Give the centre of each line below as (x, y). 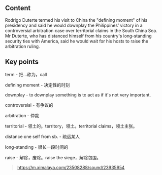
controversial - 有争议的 (29, 105)
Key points (22, 62)
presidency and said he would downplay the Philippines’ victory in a (74, 25)
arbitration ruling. (23, 46)
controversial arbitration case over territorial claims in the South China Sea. (81, 30)
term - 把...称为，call (26, 74)
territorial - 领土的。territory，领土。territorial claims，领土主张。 (71, 126)
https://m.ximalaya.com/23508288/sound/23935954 (71, 167)
